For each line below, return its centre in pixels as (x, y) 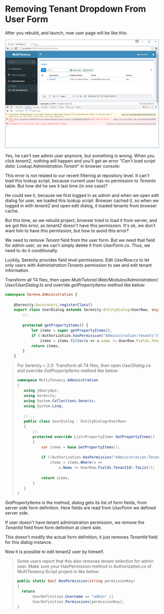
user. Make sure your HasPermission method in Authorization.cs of (84, 566)
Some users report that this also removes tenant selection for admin (85, 561)
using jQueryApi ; (41, 390)
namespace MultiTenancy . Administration (58, 380)
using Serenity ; (40, 396)
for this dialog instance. (29, 542)
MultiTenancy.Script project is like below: (58, 572)
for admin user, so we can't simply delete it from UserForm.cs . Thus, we (78, 245)
